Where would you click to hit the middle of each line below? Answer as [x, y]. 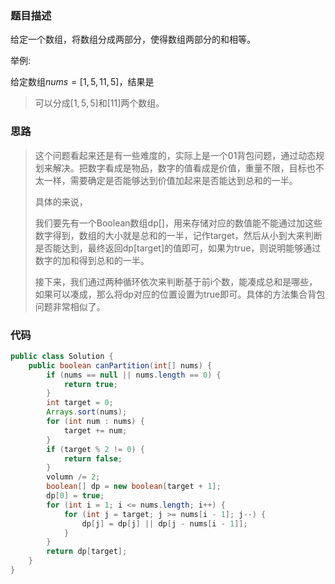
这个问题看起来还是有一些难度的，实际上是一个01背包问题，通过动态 [175, 155]
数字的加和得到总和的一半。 [92, 260]
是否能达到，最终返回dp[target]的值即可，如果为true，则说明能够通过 [178, 248]
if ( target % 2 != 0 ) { [95, 449]
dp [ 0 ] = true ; [75, 496]
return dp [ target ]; [87, 552]
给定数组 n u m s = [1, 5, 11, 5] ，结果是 [82, 82]
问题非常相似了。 [70, 306]
